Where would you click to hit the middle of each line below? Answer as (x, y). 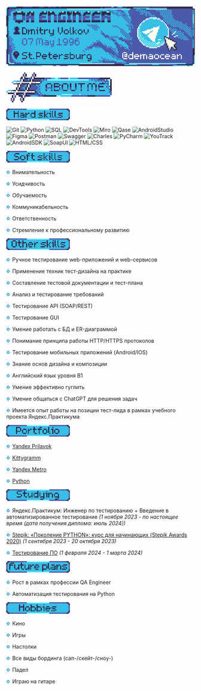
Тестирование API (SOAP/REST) (52, 306)
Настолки (24, 647)
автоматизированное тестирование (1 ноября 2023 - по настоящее (92, 517)
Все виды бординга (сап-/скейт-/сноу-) (63, 658)
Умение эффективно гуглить (48, 387)
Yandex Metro (29, 470)
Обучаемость (29, 196)
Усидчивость (28, 184)
